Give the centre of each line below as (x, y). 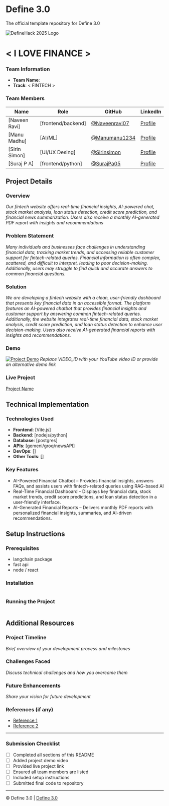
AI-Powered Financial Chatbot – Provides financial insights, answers (83, 480)
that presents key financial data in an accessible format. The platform (78, 303)
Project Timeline (26, 638)
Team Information (28, 69)
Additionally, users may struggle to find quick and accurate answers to (79, 268)
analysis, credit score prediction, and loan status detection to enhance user (84, 324)
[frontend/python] (61, 163)
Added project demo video (41, 760)
